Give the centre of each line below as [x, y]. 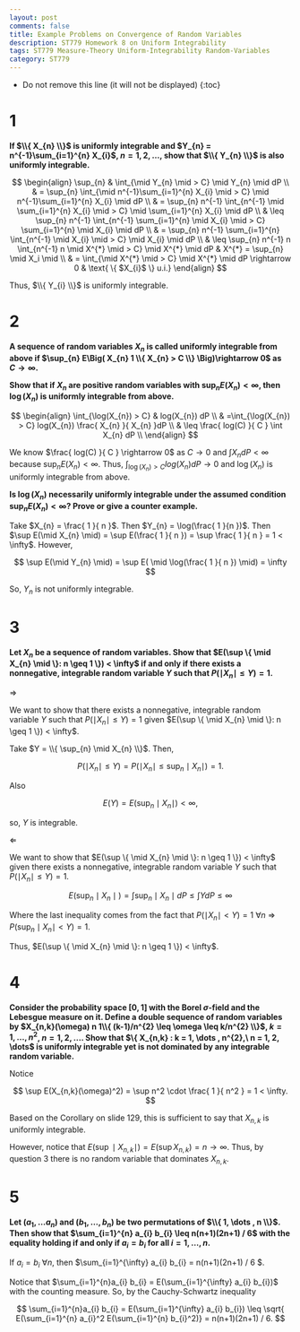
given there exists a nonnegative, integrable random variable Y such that [143, 867]
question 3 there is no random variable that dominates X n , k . [120, 1159]
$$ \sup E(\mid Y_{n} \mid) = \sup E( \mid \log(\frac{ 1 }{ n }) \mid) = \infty [150, 562]
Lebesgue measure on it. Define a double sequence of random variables [146, 1016]
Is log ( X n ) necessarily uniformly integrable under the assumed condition [148, 496]
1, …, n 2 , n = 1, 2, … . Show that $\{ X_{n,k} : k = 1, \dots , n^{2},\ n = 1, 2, [144, 1036]
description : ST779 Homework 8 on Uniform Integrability [118, 43]
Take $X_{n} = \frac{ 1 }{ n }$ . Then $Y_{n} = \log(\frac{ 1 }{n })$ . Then [140, 525]
